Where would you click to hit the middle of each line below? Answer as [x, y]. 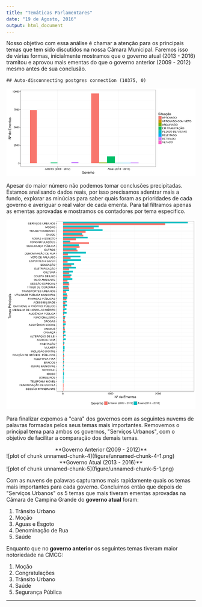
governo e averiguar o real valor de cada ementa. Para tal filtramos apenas [99, 205]
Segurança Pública [38, 592]
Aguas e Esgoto [35, 524]
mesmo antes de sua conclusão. [46, 69]
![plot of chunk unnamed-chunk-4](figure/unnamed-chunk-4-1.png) [90, 456]
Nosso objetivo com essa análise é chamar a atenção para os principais [95, 43]
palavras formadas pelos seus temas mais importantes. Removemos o [93, 425]
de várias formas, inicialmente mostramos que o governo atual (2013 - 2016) [101, 56]
